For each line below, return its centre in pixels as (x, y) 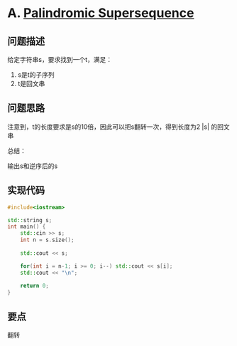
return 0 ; (35, 286)
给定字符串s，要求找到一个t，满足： (60, 59)
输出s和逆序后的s (33, 166)
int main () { (27, 227)
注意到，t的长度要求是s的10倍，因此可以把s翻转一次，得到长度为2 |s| (109, 127)
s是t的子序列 (36, 75)
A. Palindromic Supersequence (101, 13)
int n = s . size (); (47, 240)
